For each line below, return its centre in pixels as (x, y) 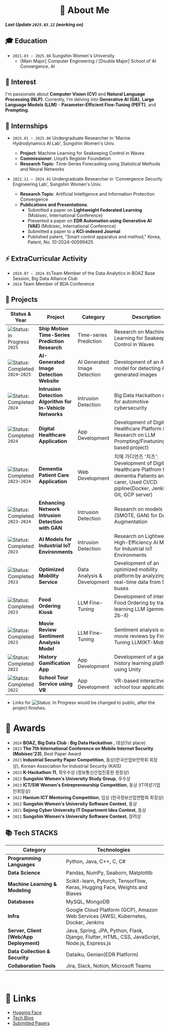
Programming (24, 858)
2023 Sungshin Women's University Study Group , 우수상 (71, 779)
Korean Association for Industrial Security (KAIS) (71, 766)
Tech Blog (23, 1017)
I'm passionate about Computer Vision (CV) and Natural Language (75, 94)
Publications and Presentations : (54, 205)
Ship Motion (54, 328)
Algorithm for (55, 401)
